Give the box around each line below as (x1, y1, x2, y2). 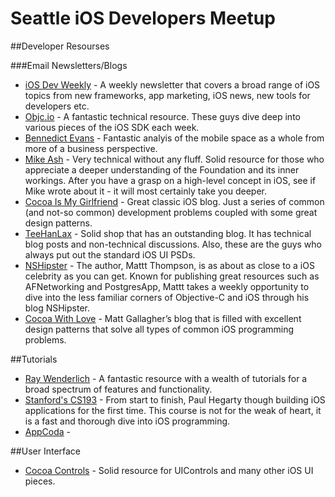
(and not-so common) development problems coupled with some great (24, 206, 318, 218)
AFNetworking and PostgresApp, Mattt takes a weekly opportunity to (24, 280, 310, 292)
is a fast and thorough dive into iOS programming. (24, 415, 231, 427)
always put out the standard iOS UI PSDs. (24, 248, 196, 261)
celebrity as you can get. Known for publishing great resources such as (24, 270, 320, 282)
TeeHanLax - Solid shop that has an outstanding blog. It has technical (24, 227, 312, 239)
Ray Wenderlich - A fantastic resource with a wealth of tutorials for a (24, 372, 308, 384)
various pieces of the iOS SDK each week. (24, 121, 200, 133)
